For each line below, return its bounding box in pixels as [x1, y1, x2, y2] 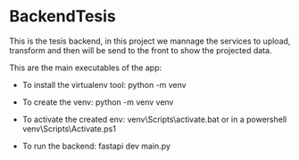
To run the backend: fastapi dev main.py [21, 140, 171, 151]
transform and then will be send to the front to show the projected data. [9, 44, 272, 55]
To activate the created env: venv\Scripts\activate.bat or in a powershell [21, 114, 287, 124]
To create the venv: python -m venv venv [21, 96, 174, 108]
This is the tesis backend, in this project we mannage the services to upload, [9, 36, 291, 46]
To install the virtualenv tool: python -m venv [21, 79, 187, 90]
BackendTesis [9, 6, 116, 27]
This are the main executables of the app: [9, 62, 162, 73]
